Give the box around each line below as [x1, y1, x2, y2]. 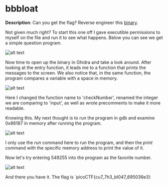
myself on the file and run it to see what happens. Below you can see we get [5, 34, 163, 40]
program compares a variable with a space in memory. [5, 75, 118, 81]
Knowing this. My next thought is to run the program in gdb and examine [5, 114, 155, 120]
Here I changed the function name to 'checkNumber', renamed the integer [5, 94, 158, 100]
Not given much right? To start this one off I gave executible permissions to [5, 29, 160, 35]
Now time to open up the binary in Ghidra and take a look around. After [5, 59, 151, 65]
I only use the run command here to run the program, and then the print [5, 139, 153, 145]
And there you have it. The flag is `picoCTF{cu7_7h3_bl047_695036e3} [5, 173, 151, 180]
